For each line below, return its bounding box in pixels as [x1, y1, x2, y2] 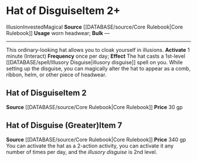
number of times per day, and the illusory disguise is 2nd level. [6, 148, 158, 155]
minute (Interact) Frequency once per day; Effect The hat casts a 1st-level [6, 52, 186, 60]
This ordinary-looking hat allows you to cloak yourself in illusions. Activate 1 [6, 46, 190, 53]
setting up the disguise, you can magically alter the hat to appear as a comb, [6, 65, 191, 72]
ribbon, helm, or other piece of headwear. [6, 71, 107, 78]
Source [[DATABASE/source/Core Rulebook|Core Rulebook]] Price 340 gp [6, 136, 186, 143]
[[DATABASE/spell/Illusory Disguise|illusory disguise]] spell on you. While [6, 58, 183, 65]
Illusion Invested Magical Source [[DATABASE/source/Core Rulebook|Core [6, 23, 184, 30]
